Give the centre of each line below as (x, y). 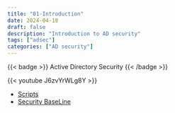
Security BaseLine (44, 102)
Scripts (28, 94)
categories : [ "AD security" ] (50, 47)
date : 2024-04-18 (33, 20)
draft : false (27, 27)
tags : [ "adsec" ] (31, 40)
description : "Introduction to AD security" (74, 34)
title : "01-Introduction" (45, 14)
